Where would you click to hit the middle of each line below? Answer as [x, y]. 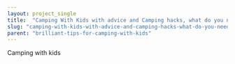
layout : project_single [42, 14]
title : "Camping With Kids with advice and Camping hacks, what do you [115, 20]
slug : [15, 26]
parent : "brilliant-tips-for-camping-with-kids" [79, 33]
